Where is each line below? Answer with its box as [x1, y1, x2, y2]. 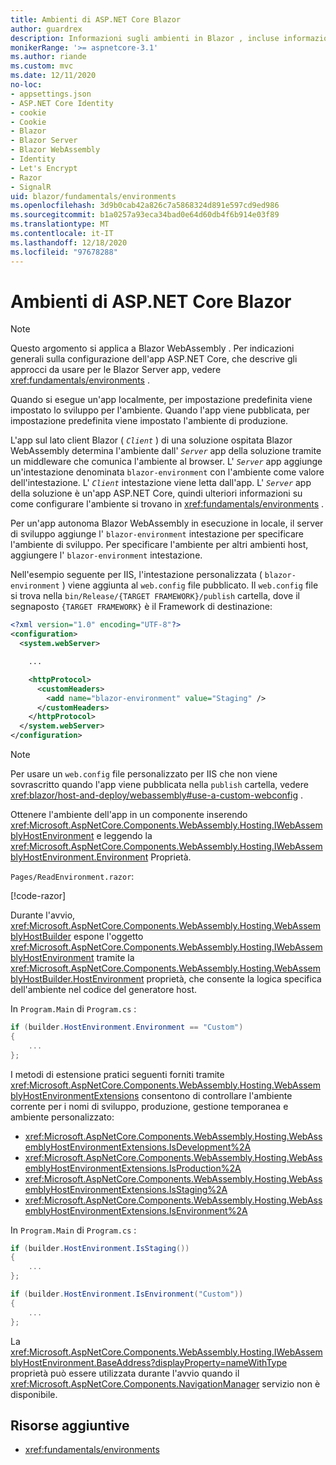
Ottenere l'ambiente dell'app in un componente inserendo [10, 809, 248, 821]
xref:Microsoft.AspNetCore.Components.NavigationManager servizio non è [10, 1377, 321, 1390]
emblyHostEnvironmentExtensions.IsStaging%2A [24, 1183, 228, 1195]
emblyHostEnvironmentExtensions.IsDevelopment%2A [24, 1141, 252, 1153]
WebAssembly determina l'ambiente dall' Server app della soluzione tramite [10, 445, 322, 457]
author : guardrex [10, 24, 83, 34]
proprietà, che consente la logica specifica [146, 973, 322, 985]
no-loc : [10, 80, 43, 90]
